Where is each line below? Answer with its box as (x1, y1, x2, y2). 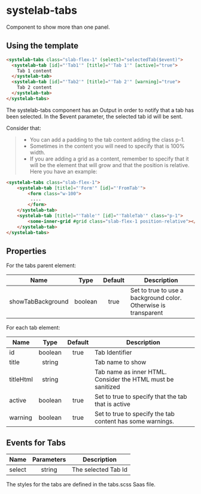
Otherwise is (130, 301, 166, 310)
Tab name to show (95, 358, 147, 366)
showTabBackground (9, 298, 69, 306)
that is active (95, 400, 130, 408)
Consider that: (6, 124, 41, 132)
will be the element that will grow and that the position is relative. (29, 161, 190, 168)
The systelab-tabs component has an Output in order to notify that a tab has (6, 106, 194, 114)
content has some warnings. (95, 417, 175, 426)
